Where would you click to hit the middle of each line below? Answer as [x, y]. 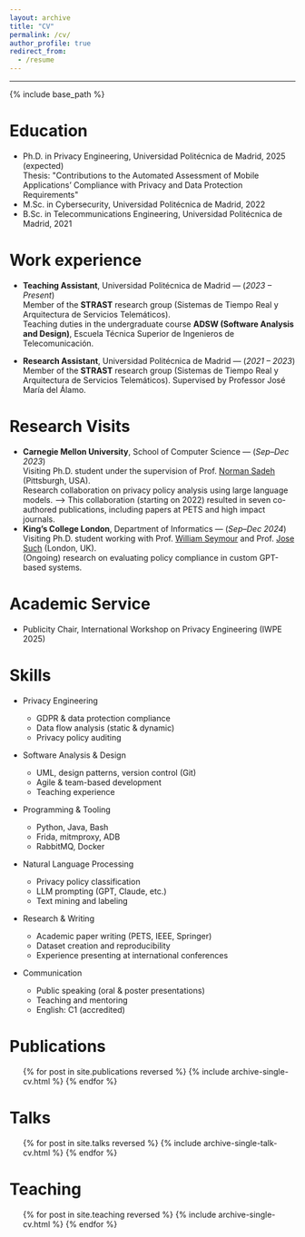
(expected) [43, 165]
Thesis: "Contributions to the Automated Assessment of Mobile [141, 175]
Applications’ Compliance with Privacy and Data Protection [133, 185]
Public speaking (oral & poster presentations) [121, 990]
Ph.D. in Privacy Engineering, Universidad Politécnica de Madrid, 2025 [154, 156]
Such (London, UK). [59, 548]
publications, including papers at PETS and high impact [162, 509]
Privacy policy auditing [79, 737]
